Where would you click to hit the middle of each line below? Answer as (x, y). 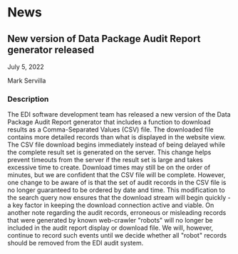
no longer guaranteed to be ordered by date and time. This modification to (117, 190)
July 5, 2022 (26, 67)
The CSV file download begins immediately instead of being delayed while (117, 145)
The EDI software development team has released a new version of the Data (119, 115)
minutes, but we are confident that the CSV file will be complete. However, (117, 175)
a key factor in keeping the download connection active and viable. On (111, 205)
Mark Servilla (27, 80)
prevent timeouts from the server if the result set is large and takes (105, 160)
